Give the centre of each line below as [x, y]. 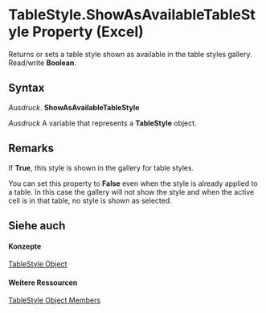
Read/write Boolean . [42, 63]
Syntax [27, 88]
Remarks [31, 148]
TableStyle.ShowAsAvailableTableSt [132, 15]
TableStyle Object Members [55, 300]
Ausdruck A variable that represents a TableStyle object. [102, 123]
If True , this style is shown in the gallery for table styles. [101, 167]
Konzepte [25, 246]
